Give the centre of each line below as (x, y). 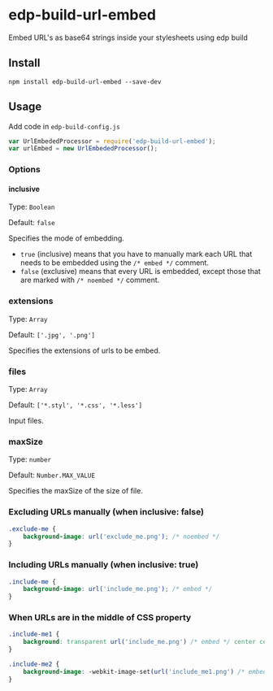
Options (24, 170)
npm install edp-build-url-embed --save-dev (85, 82)
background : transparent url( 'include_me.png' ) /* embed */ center (139, 642)
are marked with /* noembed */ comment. (90, 280)
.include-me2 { (34, 664)
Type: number (30, 459)
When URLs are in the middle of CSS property (100, 618)
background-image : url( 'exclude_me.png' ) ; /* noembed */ (121, 537)
